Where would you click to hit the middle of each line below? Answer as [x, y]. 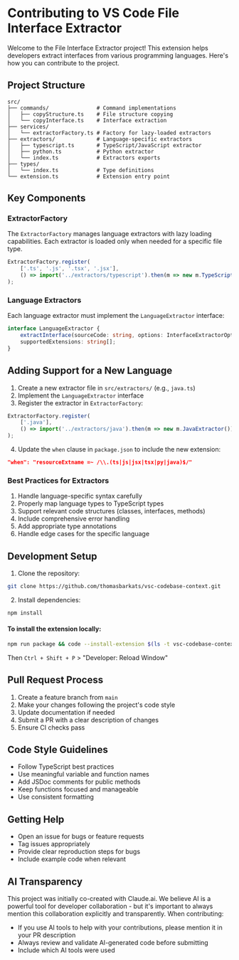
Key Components [47, 198]
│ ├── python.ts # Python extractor [81, 151]
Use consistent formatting [56, 797]
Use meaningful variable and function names [83, 774]
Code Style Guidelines [58, 750]
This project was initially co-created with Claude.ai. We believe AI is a [109, 899]
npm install [25, 613]
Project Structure [46, 86]
